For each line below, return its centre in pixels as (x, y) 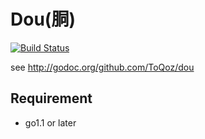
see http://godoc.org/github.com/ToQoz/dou (102, 67)
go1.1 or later (50, 122)
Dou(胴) (43, 19)
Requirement (51, 98)
